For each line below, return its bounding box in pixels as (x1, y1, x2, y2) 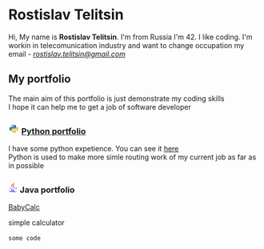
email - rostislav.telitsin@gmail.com (8, 49, 126, 58)
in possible (8, 161, 44, 171)
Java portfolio (19, 184, 75, 195)
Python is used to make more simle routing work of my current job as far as (8, 152, 257, 162)
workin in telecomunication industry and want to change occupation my (8, 40, 245, 50)
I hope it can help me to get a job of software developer (8, 102, 192, 111)
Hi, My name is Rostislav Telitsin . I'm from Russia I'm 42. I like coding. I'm (8, 32, 253, 42)
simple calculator (8, 218, 66, 227)
